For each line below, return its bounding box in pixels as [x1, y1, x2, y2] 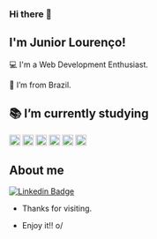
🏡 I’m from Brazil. [9, 79, 72, 90]
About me [9, 162, 64, 177]
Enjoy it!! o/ [21, 220, 64, 231]
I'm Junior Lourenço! [9, 35, 126, 50]
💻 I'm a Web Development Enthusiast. [9, 59, 148, 70]
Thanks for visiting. [21, 203, 93, 214]
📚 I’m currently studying [9, 106, 149, 122]
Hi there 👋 [9, 8, 53, 20]
